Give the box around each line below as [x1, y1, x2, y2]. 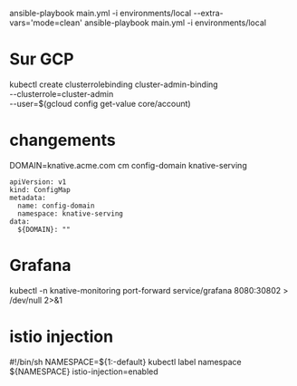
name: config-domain [17, 201, 95, 210]
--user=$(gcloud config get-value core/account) [9, 98, 192, 109]
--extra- [193, 8, 224, 18]
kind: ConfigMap [9, 185, 71, 194]
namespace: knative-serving [17, 208, 124, 218]
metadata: [9, 193, 47, 202]
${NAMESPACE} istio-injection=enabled [9, 366, 158, 377]
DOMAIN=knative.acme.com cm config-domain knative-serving [9, 159, 247, 170]
